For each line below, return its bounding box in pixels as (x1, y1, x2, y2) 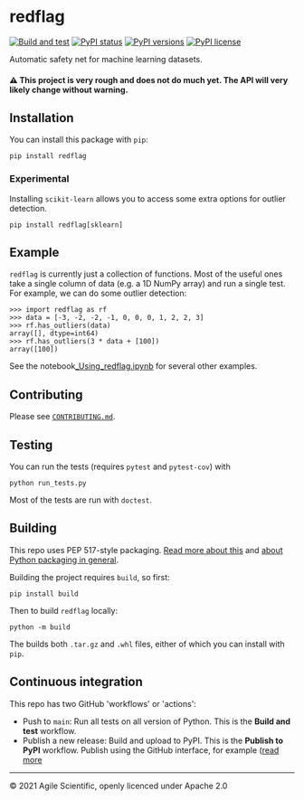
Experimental (9, 173, 70, 185)
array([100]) (9, 345, 59, 354)
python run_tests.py (9, 479, 88, 488)
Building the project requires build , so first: (9, 571, 170, 582)
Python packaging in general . (9, 554, 119, 565)
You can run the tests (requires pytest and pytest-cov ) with (9, 461, 231, 472)
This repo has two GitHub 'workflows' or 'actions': (9, 698, 197, 709)
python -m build (9, 622, 71, 632)
